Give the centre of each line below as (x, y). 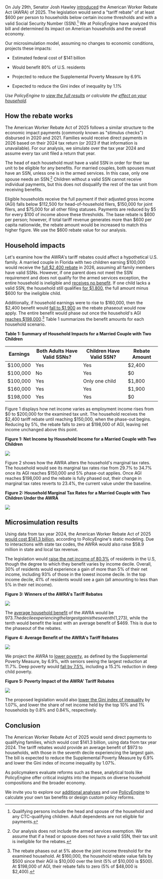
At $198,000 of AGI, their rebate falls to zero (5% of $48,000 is (75, 866)
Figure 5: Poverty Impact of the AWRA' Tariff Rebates (60, 681)
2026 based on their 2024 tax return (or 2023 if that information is (71, 143)
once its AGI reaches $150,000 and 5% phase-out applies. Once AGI (73, 473)
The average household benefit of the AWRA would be (59, 613)
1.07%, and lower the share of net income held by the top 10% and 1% (75, 705)
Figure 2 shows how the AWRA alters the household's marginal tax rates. (78, 462)
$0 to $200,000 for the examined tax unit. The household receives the (75, 414)
